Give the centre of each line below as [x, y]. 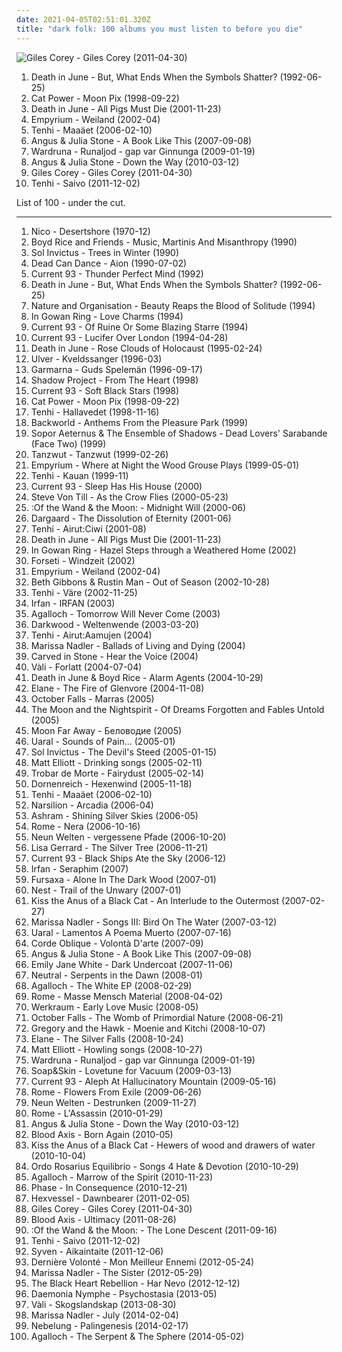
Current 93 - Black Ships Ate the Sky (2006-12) [128, 858]
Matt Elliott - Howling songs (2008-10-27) [116, 1049]
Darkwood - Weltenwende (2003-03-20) [115, 624]
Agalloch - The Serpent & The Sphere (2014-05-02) [137, 1336]
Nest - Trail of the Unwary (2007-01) [106, 890]
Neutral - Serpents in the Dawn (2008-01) [116, 975]
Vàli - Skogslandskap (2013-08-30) [103, 1304]
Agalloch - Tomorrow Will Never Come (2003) [125, 613]
